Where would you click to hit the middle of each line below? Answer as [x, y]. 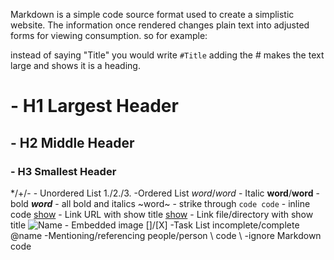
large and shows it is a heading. [75, 65]
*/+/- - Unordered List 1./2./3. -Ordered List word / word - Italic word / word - [165, 193]
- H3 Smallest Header [63, 171]
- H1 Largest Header [94, 106]
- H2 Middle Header [72, 142]
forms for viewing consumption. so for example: [109, 35]
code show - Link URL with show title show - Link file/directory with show [162, 214]
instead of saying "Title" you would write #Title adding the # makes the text [167, 55]
